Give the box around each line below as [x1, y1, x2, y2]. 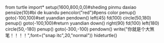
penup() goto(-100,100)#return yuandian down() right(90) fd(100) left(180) [5, 20, 159, 26]
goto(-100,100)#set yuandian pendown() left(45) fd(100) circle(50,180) [5, 15, 151, 20]
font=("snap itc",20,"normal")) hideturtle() [30, 32, 117, 38]
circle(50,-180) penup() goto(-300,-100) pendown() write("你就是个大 [5, 26, 150, 32]
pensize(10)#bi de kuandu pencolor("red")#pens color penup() [5, 9, 136, 15]
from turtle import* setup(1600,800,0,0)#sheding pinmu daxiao [5, 4, 137, 10]
